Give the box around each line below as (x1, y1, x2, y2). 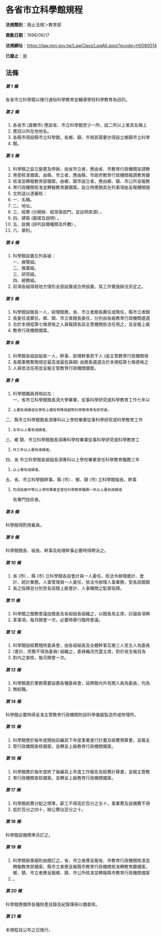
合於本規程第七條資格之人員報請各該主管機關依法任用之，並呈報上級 (12, 321, 150, 327)
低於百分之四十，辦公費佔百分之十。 (12, 806, 86, 812)
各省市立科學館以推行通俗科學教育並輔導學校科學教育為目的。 (5, 97, 130, 103)
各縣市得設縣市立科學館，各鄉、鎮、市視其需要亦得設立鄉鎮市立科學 (12, 135, 150, 140)
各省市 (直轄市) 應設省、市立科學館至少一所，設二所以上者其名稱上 (12, 122, 147, 128)
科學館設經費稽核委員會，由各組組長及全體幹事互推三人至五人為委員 (12, 642, 150, 648)
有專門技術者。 (12, 496, 43, 502)
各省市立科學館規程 (5, 4, 83, 16)
